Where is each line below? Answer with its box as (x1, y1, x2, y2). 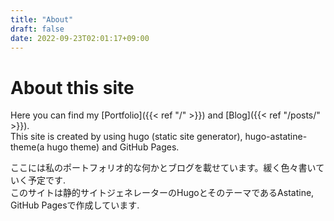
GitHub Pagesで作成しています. (10, 199, 140, 211)
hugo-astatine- (244, 131, 308, 143)
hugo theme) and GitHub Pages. (46, 141, 180, 153)
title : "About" (10, 14, 74, 25)
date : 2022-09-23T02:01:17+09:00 (10, 33, 150, 43)
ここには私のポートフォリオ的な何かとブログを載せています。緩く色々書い (10, 162, 317, 174)
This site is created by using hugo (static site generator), (10, 131, 243, 143)
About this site (10, 76, 135, 99)
